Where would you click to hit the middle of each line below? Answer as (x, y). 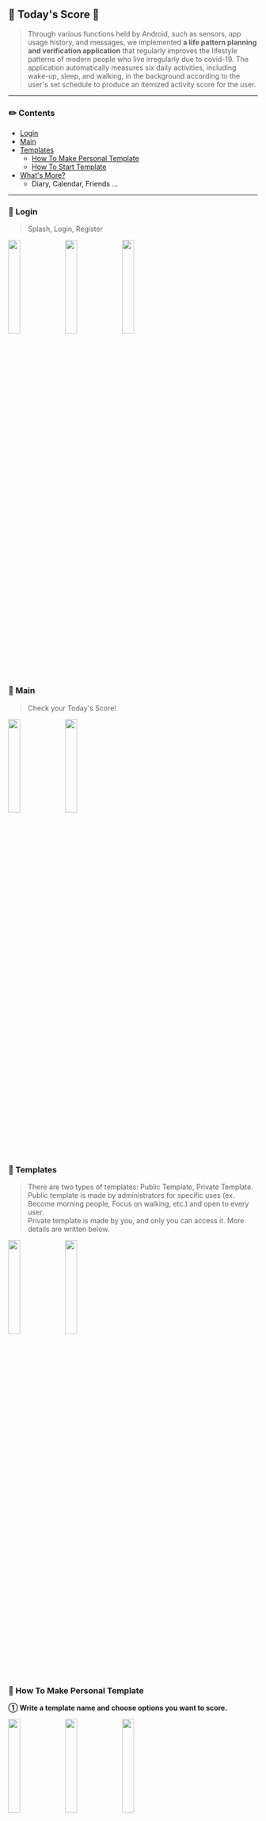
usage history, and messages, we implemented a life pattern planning (142, 42)
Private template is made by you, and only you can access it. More (136, 1220)
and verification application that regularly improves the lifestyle (132, 50)
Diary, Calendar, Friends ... (75, 184)
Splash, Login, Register (65, 229)
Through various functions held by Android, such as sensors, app (134, 33)
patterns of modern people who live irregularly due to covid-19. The (138, 59)
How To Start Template (69, 167)
